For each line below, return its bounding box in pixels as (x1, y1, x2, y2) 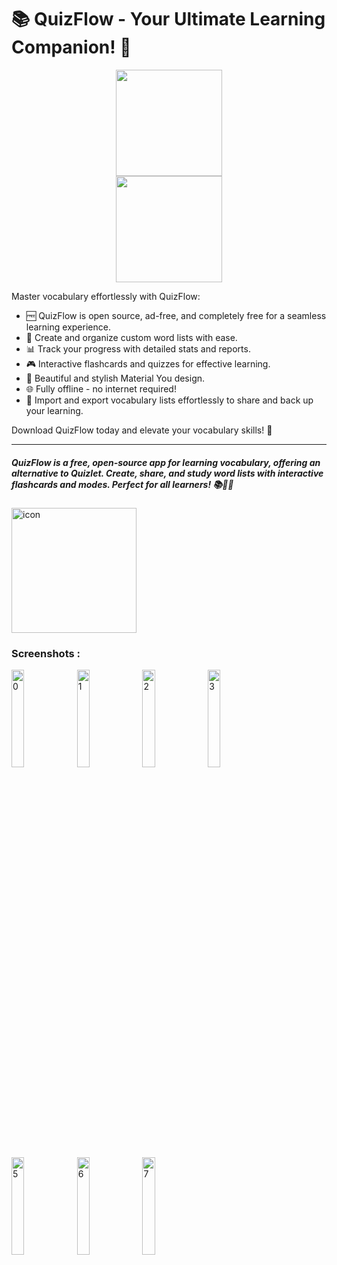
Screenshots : (11, 646, 81, 660)
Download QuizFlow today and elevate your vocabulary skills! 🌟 (11, 424, 273, 436)
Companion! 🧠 (11, 36, 132, 59)
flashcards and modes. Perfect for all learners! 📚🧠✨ (11, 478, 234, 490)
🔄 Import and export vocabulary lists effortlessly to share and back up (25, 394, 314, 406)
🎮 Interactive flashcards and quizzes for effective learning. (25, 357, 271, 370)
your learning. (25, 404, 84, 416)
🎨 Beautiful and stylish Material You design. (25, 372, 206, 384)
